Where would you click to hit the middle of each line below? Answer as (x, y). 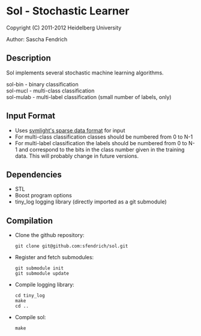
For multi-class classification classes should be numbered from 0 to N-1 (104, 137)
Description (28, 58)
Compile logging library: (45, 285)
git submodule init (39, 268)
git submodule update (42, 274)
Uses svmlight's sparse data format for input (70, 130)
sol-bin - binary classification (43, 84)
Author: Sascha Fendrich (37, 39)
